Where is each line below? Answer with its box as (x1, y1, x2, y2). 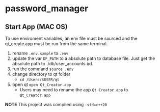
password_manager (5, 3, 88, 14)
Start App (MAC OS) (5, 23, 68, 31)
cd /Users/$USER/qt (19, 77, 60, 82)
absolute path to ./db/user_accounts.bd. (12, 61, 93, 66)
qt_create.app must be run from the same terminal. (5, 41, 108, 47)
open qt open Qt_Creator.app (12, 82, 71, 87)
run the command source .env (12, 66, 74, 72)
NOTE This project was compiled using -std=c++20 (5, 102, 107, 107)
